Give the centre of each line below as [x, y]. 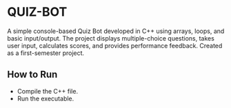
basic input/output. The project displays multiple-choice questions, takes [111, 38]
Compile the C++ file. [47, 91]
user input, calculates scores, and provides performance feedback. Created [115, 45]
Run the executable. [46, 98]
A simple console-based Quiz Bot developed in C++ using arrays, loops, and [116, 31]
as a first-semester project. [46, 53]
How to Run [32, 75]
